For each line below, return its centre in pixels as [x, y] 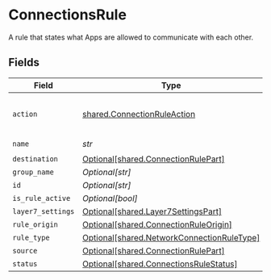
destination [35, 159]
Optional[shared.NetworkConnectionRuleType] [171, 237]
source [25, 251]
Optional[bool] [110, 198]
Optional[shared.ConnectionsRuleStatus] [160, 264]
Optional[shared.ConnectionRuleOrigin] [157, 224]
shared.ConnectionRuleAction [139, 114]
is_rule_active [42, 198]
